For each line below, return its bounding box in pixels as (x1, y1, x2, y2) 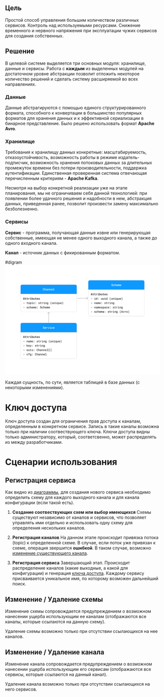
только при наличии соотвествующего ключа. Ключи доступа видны (5, 429, 150, 435)
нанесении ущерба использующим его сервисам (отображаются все (5, 666, 151, 672)
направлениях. (5, 81, 36, 87)
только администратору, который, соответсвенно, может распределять (5, 434, 157, 440)
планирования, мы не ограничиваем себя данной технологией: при (5, 190, 147, 196)
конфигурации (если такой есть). (5, 500, 75, 505)
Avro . (5, 125, 16, 131)
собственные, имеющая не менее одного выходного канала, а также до (5, 234, 157, 241)
